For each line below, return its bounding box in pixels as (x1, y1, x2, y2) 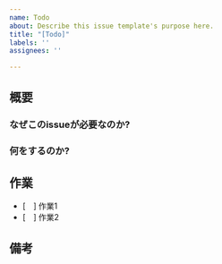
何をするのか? (9, 145, 70, 158)
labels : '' (9, 38, 50, 47)
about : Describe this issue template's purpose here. (9, 21, 215, 30)
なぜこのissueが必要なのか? (9, 118, 131, 131)
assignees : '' (9, 47, 63, 55)
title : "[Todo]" (9, 30, 70, 38)
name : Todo (9, 13, 50, 22)
